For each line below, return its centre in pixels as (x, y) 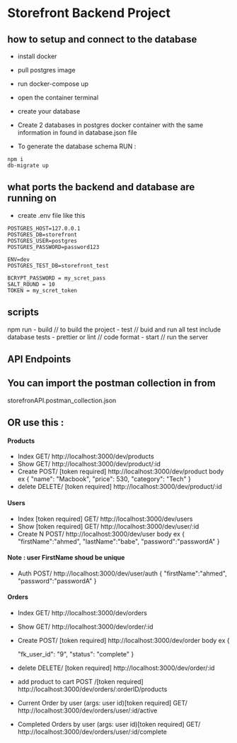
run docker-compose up (53, 84)
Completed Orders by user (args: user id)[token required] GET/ (109, 725)
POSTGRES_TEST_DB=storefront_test (58, 265)
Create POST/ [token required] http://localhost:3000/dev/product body (121, 472)
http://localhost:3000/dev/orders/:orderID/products (92, 689)
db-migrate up (28, 165)
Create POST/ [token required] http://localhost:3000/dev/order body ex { (123, 641)
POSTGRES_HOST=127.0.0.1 (44, 229)
